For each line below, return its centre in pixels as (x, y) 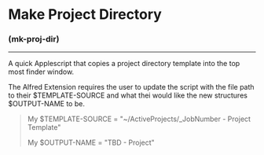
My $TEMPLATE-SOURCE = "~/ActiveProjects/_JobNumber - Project (139, 119)
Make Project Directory (85, 15)
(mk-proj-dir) (34, 39)
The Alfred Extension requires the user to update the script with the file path (131, 87)
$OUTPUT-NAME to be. (46, 104)
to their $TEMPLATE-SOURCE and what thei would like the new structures (128, 95)
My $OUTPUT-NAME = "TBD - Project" (91, 142)
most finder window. (41, 72)
